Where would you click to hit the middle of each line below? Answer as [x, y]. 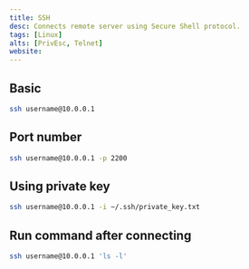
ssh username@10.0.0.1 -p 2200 [68, 158]
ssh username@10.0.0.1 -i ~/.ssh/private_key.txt [105, 207]
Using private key [60, 186]
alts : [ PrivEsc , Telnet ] [56, 43]
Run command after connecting [101, 235]
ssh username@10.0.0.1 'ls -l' [68, 256]
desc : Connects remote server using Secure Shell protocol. [125, 26]
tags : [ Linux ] [36, 34]
